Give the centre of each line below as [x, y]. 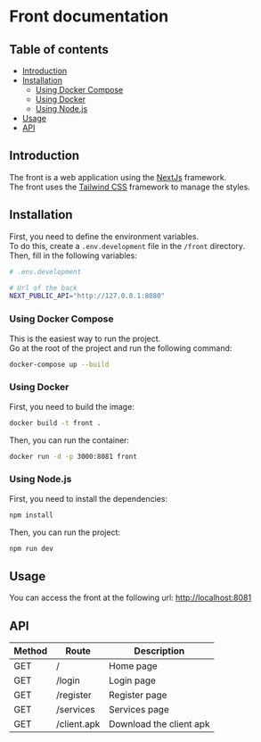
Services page [139, 710]
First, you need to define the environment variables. [104, 236]
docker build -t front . [55, 423]
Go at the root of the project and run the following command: [121, 348]
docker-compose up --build [59, 364]
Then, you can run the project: [65, 532]
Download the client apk [159, 724]
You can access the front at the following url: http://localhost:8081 [130, 598]
